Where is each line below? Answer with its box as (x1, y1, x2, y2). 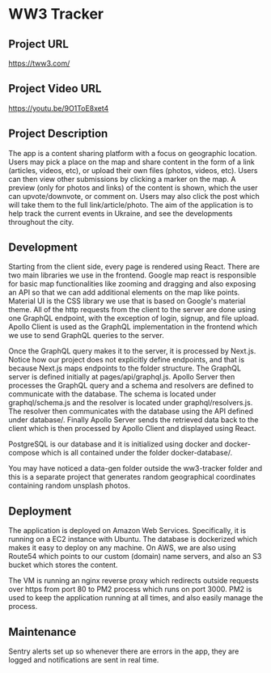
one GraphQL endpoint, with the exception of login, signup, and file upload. (8, 313, 259, 324)
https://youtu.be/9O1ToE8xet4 (8, 103, 109, 113)
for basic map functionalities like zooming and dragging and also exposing (8, 279, 256, 289)
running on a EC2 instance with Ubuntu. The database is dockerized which (8, 535, 257, 544)
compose (8, 448, 40, 458)
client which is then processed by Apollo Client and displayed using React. (8, 424, 256, 434)
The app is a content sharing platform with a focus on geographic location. (8, 148, 257, 158)
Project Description (8, 127, 108, 141)
